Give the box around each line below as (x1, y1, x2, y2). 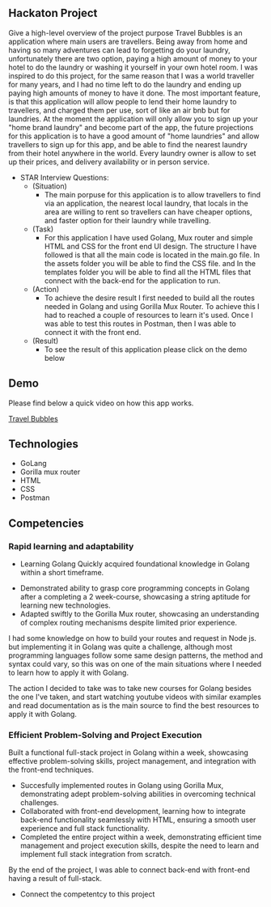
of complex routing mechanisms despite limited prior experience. (19, 618, 237, 628)
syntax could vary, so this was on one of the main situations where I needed (8, 659, 262, 669)
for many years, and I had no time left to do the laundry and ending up (8, 79, 242, 89)
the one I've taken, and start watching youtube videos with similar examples (8, 692, 261, 702)
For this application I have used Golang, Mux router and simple (44, 232, 253, 242)
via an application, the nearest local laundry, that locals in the (44, 198, 248, 208)
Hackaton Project (8, 6, 98, 20)
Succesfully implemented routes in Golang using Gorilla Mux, (19, 781, 224, 790)
